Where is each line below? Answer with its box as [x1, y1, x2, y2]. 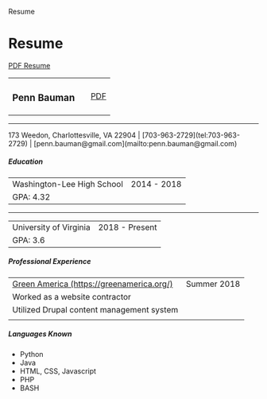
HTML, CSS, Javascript [19, 366, 97, 376]
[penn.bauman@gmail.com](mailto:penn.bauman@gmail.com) [33, 138, 238, 148]
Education [8, 157, 44, 166]
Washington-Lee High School [12, 178, 123, 189]
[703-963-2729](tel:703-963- [141, 130, 241, 140]
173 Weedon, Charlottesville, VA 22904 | [8, 130, 141, 140]
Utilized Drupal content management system [12, 304, 179, 315]
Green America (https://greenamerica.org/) [12, 278, 173, 289]
